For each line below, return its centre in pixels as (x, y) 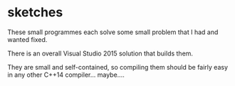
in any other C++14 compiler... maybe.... (66, 75)
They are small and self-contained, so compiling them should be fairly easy (118, 67)
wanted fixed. (27, 39)
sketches (35, 12)
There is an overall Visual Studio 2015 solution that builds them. (100, 53)
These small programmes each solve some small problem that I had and (113, 32)
